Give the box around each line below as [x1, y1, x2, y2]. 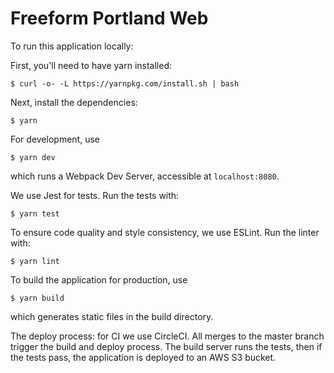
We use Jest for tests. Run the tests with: [10, 189, 180, 201]
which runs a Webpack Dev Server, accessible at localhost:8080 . [10, 170, 280, 182]
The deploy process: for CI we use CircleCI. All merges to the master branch [10, 330, 325, 342]
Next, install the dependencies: [10, 96, 138, 108]
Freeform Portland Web [10, 7, 209, 30]
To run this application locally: [10, 40, 134, 52]
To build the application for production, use [10, 273, 188, 286]
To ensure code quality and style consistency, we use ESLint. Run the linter [10, 226, 320, 238]
